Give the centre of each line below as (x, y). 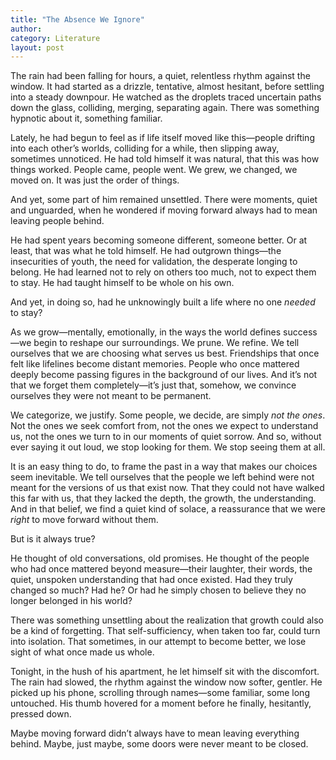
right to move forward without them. (84, 520)
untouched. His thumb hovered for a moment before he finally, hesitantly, (161, 703)
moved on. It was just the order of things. (95, 180)
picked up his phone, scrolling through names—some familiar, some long (160, 693)
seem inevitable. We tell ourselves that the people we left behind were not (162, 477)
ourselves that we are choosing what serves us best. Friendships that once (165, 353)
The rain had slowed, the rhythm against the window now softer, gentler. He (166, 682)
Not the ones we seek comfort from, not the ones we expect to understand (164, 426)
